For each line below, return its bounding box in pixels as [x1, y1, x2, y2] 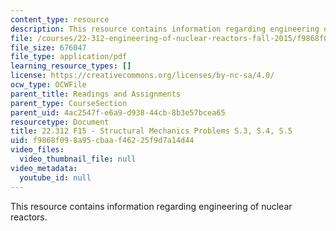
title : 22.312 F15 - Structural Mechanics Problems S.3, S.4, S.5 [10, 126, 293, 136]
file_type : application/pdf [10, 52, 128, 62]
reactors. [10, 211, 48, 223]
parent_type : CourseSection [10, 98, 128, 108]
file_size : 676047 [10, 42, 87, 53]
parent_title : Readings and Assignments [10, 89, 182, 99]
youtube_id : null [19, 172, 92, 183]
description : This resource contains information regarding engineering [10, 24, 320, 34]
